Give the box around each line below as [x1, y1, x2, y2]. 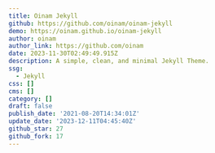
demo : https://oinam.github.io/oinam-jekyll [8, 27, 162, 35]
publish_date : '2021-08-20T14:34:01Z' [8, 110, 140, 118]
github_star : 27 [8, 125, 64, 133]
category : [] [8, 95, 53, 103]
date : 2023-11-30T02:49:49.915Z [8, 49, 118, 57]
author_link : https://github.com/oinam [8, 42, 144, 50]
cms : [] [8, 87, 35, 96]
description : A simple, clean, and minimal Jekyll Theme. [8, 57, 209, 66]
